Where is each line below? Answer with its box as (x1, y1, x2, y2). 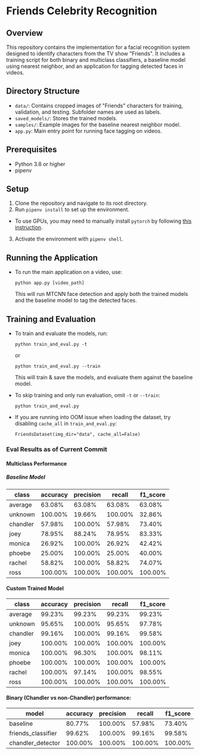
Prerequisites (6, 145, 57, 155)
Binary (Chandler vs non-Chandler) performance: (6, 694, 132, 701)
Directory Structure (6, 86, 80, 96)
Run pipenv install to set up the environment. (14, 206, 130, 213)
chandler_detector (9, 738, 61, 747)
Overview (6, 28, 43, 38)
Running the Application (6, 252, 98, 263)
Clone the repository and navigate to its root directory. (14, 199, 148, 207)
